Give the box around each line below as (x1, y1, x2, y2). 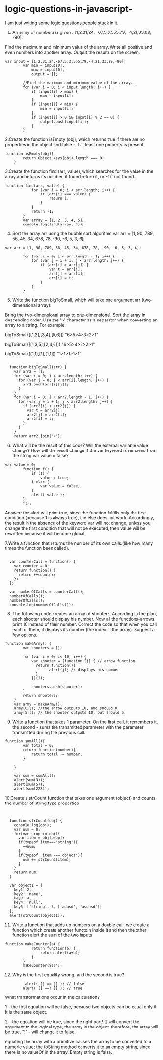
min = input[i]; (40, 106, 74, 111)
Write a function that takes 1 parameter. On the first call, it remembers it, (12, 719, 158, 725)
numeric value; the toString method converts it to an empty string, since (5, 1044, 151, 1050)
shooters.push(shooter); (31, 684, 82, 689)
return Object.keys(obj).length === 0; (23, 155, 105, 161)
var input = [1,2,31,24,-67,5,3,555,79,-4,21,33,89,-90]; (5, 59, 126, 64)
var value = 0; (5, 462, 36, 467)
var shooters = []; (23, 645, 63, 650)
